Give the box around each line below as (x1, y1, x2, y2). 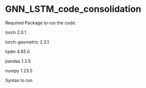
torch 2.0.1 (5, 29, 26, 35)
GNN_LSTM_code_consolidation (5, 3, 142, 15)
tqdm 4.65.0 (5, 48, 30, 54)
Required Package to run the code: (5, 20, 76, 26)
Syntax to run (5, 77, 33, 83)
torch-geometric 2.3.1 (5, 39, 49, 45)
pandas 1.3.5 (5, 58, 31, 64)
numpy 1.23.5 (5, 68, 33, 74)
